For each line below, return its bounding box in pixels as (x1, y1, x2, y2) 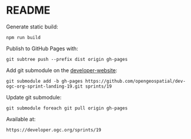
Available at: (6, 115, 36, 122)
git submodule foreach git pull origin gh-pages (6, 105, 128, 111)
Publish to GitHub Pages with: (6, 45, 78, 52)
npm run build (6, 34, 41, 40)
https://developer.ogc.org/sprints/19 (6, 127, 101, 133)
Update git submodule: (6, 93, 62, 101)
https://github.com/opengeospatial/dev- (85, 78, 186, 84)
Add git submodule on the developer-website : (6, 66, 118, 74)
